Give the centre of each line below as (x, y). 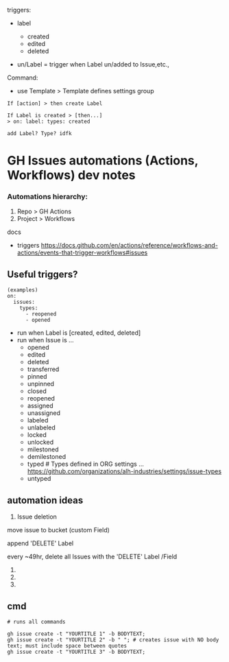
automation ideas (45, 500)
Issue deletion (37, 517)
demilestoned (47, 457)
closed (37, 391)
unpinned (41, 384)
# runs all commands (37, 622)
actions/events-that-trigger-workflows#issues (82, 252)
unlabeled (41, 427)
